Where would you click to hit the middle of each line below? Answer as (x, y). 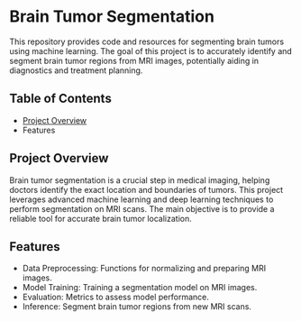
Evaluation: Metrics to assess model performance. (116, 297)
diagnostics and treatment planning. (76, 70)
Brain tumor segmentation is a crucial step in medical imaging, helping (140, 180)
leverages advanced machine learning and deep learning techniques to (141, 199)
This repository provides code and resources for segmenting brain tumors (147, 41)
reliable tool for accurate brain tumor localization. (100, 218)
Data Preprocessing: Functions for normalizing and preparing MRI (144, 269)
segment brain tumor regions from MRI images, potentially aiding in (134, 60)
